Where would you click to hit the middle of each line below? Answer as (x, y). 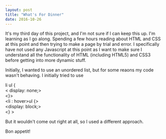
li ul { (11, 85)
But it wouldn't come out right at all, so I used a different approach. (74, 122)
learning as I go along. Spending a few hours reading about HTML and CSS (83, 39)
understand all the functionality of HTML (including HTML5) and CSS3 (78, 55)
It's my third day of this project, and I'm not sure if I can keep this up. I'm (80, 34)
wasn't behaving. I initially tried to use (45, 76)
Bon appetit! (18, 131)
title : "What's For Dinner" (35, 15)
